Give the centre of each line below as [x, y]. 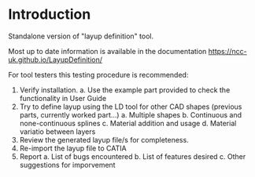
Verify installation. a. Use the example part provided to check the [125, 90]
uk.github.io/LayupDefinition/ [55, 60]
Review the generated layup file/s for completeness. [104, 139]
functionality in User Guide [63, 98]
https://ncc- [228, 51]
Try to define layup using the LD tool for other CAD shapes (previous [131, 107]
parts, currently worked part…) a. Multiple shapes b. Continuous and [131, 114]
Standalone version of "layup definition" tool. [81, 36]
